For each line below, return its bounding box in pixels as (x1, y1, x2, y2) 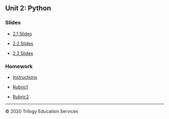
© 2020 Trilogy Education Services (5, 108, 78, 114)
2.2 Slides (12, 40, 34, 46)
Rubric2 (12, 93, 29, 100)
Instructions (12, 74, 38, 80)
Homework (5, 63, 33, 70)
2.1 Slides (12, 30, 32, 37)
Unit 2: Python (5, 4, 51, 13)
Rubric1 (12, 84, 28, 90)
